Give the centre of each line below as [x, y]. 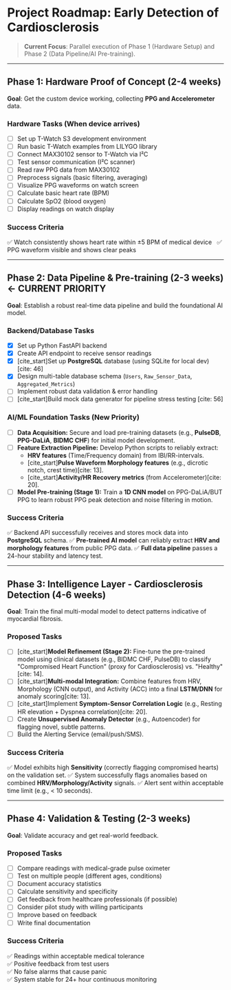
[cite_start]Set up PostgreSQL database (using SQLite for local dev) [113, 361]
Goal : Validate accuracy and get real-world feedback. [83, 835]
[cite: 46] [30, 369]
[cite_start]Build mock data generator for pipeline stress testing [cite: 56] [120, 399]
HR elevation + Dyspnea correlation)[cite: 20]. [82, 711]
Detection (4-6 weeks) [57, 595]
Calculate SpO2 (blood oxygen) [62, 201]
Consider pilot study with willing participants [80, 907]
